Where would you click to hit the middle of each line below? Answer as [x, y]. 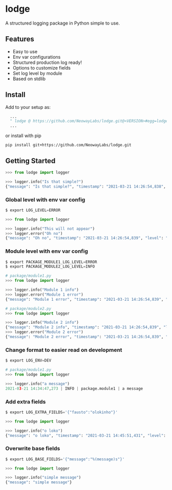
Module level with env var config [47, 251]
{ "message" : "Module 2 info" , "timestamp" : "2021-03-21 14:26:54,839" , [83, 327]
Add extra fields [26, 402]
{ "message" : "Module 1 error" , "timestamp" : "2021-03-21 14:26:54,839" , [84, 299]
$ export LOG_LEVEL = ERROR [33, 210]
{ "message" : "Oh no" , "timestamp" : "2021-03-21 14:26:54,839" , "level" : [84, 238]
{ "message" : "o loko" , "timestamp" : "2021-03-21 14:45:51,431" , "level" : [86, 435]
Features [20, 39]
